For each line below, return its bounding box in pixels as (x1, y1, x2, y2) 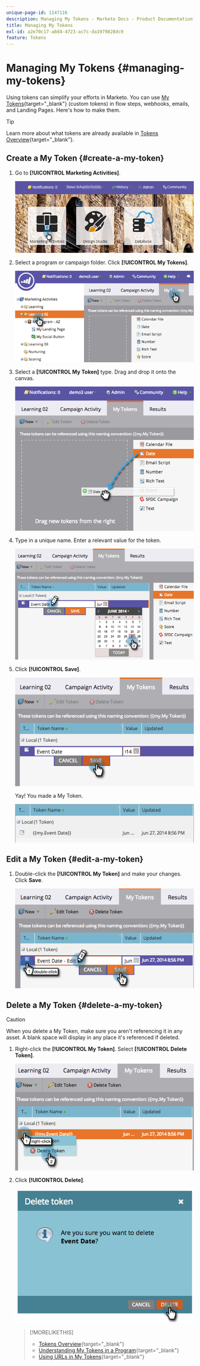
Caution (6, 1016, 26, 1023)
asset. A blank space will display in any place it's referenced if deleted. (6, 1034, 180, 1041)
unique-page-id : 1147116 (6, 10, 68, 16)
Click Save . (14, 876, 43, 884)
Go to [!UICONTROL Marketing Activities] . (14, 169, 121, 176)
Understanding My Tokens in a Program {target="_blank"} (38, 1346, 180, 1353)
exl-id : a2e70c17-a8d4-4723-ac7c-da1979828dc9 (6, 29, 124, 35)
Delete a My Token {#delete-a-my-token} (6, 1000, 163, 1010)
